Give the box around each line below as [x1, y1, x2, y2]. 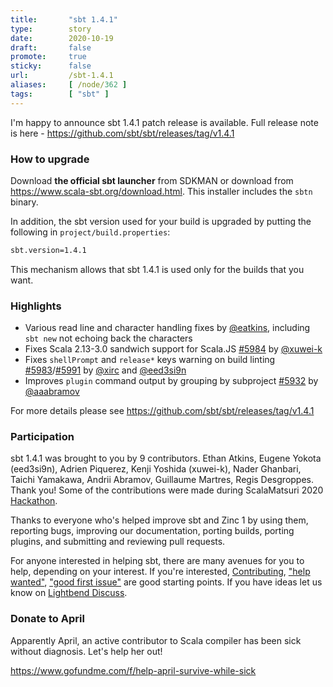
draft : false [10, 42, 92, 53]
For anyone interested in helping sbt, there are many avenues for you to [10, 555, 305, 567]
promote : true [10, 52, 87, 62]
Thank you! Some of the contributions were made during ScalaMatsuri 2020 [10, 484, 324, 496]
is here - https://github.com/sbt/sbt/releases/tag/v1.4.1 [10, 127, 235, 139]
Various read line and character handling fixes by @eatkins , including [24, 322, 311, 334]
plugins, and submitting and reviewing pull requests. [10, 536, 226, 548]
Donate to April [10, 612, 85, 626]
